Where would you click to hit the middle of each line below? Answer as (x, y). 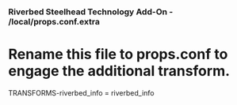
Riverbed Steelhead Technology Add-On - (91, 12)
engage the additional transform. (119, 71)
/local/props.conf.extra (54, 21)
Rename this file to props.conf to (118, 54)
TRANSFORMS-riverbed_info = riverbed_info (81, 92)
